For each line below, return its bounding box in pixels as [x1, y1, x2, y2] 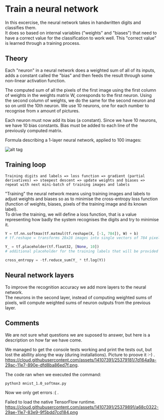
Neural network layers [5, 271, 74, 280]
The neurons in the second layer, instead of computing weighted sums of [5, 294, 152, 300]
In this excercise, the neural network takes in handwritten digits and [5, 19, 141, 25]
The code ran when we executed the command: [5, 371, 102, 377]
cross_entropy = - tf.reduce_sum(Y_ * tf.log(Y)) [5, 258, 106, 263]
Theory [5, 55, 28, 63]
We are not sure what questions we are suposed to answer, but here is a [5, 332, 150, 338]
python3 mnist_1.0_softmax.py [5, 381, 67, 386]
